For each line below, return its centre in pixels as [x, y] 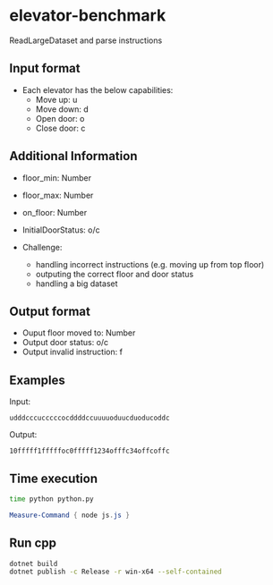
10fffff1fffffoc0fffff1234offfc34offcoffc [90, 451]
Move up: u [56, 99]
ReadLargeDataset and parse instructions [86, 40]
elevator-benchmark [88, 16]
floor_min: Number [57, 178]
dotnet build [34, 564]
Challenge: [42, 247]
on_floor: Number [55, 212]
